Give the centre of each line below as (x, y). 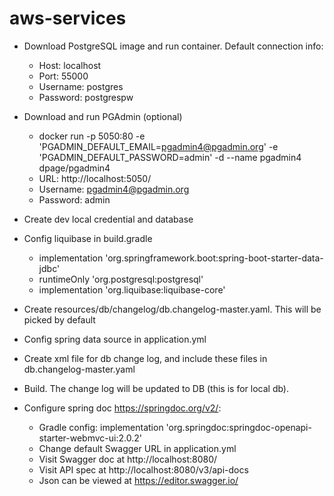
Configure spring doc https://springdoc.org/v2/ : (122, 408)
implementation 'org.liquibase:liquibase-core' (132, 289)
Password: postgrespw (86, 97)
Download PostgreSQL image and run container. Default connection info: (173, 46)
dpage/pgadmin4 (74, 168)
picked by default (59, 319)
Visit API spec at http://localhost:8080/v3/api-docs (143, 469)
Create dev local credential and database (108, 219)
